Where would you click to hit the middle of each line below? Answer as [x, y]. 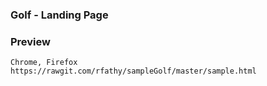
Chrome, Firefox [44, 63]
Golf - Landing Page [59, 15]
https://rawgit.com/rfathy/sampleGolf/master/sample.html [133, 71]
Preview [30, 41]
